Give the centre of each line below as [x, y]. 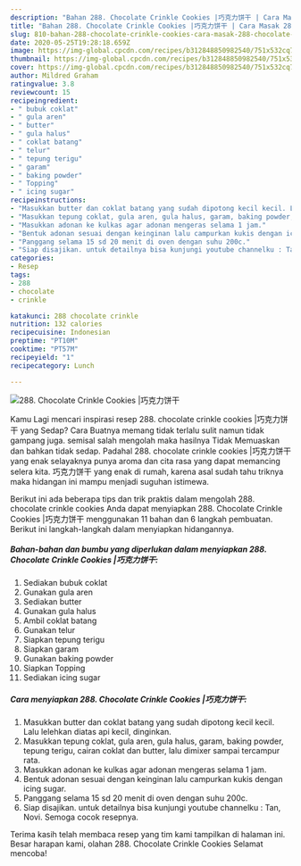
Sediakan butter [52, 602]
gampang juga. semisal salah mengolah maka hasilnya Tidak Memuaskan [145, 440]
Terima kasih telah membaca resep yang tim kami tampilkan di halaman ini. [148, 835]
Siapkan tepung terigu [64, 640]
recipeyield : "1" [42, 357]
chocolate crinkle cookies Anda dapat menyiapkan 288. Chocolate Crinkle [146, 508]
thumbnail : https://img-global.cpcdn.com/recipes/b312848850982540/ [140, 59]
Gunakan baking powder [68, 659]
